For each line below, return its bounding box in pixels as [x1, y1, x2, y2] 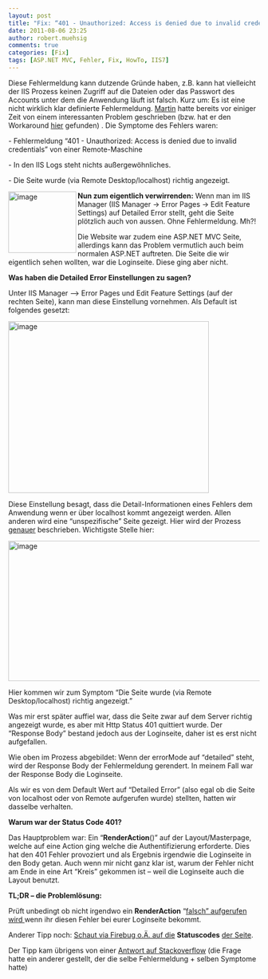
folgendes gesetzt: [8, 305, 70, 315]
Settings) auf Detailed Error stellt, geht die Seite [77, 208, 235, 217]
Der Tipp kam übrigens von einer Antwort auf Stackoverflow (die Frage [8, 945, 242, 955]
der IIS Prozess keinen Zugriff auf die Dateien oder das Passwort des [8, 86, 235, 96]
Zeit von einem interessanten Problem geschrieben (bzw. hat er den [8, 112, 231, 121]
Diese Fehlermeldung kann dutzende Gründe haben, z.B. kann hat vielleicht [8, 77, 257, 88]
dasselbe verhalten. [8, 802, 73, 811]
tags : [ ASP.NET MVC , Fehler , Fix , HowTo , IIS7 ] [8, 57, 170, 65]
